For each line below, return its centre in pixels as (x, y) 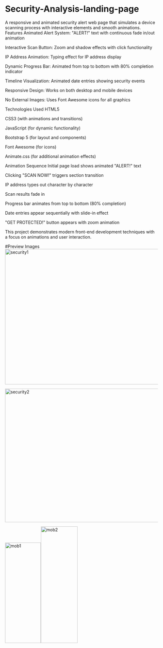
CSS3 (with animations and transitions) (44, 118)
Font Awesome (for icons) (31, 147)
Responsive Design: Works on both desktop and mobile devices (69, 90)
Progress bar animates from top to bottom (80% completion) (65, 204)
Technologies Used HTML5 (32, 109)
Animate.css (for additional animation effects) (50, 156)
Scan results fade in (25, 194)
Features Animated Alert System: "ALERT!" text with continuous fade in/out (80, 33)
